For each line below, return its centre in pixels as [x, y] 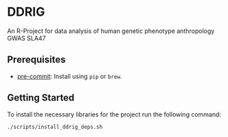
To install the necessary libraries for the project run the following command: [114, 114]
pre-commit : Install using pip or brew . [69, 76]
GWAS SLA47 [26, 38]
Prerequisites [36, 60]
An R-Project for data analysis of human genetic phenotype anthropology [111, 31]
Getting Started [41, 98]
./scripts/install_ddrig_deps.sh [55, 127]
